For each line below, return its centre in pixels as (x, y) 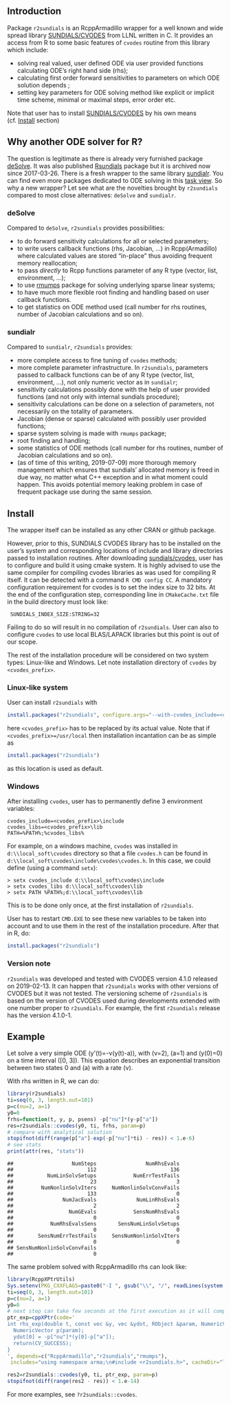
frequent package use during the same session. (85, 492)
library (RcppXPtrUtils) (41, 1279)
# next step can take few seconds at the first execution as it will (109, 1311)
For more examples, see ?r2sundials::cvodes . (72, 1395)
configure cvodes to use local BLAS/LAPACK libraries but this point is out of (113, 635)
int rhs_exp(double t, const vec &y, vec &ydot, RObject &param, (102, 1324)
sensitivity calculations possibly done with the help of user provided (113, 390)
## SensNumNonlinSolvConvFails (52, 1248)
